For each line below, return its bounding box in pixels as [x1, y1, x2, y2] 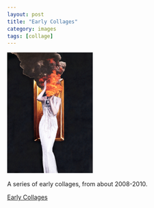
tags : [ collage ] [7, 33, 53, 40]
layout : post [7, 11, 44, 18]
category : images [7, 25, 57, 32]
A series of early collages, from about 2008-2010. [7, 180, 148, 188]
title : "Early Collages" [7, 18, 78, 25]
